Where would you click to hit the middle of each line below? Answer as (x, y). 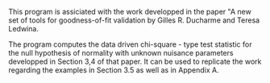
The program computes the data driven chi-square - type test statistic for (130, 44)
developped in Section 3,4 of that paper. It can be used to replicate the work (135, 61)
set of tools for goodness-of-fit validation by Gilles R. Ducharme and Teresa (134, 20)
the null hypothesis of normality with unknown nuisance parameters (121, 53)
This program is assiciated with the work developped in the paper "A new (130, 12)
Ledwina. (23, 29)
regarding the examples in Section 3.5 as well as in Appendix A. (114, 70)
